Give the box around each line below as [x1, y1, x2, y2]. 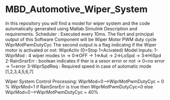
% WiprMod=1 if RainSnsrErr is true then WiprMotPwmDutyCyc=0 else [5, 83, 153, 89]
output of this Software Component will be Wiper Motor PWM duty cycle [5, 36, 157, 42]
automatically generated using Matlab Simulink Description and [5, 25, 138, 31]
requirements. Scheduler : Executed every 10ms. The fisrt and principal [5, 31, 154, 37]
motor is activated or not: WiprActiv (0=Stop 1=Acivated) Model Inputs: [5, 47, 153, 53]
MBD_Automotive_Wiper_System [5, 4, 148, 15]
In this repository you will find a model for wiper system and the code [5, 20, 150, 26]
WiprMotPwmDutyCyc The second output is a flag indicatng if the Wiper [5, 41, 157, 47]
